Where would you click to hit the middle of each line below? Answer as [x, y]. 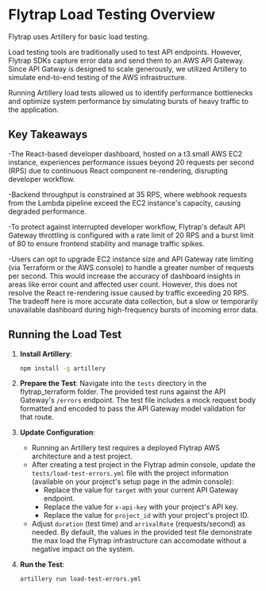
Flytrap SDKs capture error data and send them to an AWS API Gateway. [126, 60]
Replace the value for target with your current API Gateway [141, 490]
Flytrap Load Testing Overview [112, 15]
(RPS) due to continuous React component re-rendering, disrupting [118, 170]
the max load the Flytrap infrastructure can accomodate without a [139, 541]
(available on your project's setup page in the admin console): [133, 481]
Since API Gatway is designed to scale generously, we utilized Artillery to [128, 68]
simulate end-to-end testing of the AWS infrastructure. [98, 77]
